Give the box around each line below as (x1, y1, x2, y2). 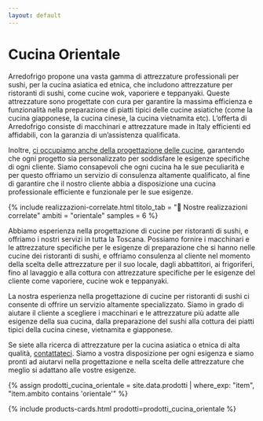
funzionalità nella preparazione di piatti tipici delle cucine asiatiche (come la (8, 105, 253, 114)
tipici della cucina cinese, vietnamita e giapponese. (8, 324, 174, 334)
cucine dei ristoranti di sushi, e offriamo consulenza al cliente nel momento (8, 251, 251, 260)
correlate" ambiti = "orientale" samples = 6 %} (8, 210, 159, 220)
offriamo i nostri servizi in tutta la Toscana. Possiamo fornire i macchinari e (8, 234, 250, 244)
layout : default (8, 11, 61, 20)
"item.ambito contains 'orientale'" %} (8, 389, 128, 398)
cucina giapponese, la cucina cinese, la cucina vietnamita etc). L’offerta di (8, 113, 247, 123)
